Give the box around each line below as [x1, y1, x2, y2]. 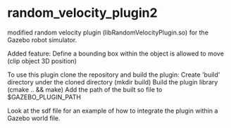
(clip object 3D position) [7, 56, 77, 65]
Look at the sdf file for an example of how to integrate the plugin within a [7, 106, 218, 115]
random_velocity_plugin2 [7, 5, 158, 21]
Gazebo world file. [7, 114, 61, 122]
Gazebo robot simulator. [7, 35, 77, 44]
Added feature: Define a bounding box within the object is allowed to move [7, 49, 224, 58]
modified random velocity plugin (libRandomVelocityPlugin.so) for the [7, 28, 209, 37]
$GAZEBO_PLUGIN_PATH [7, 93, 81, 101]
